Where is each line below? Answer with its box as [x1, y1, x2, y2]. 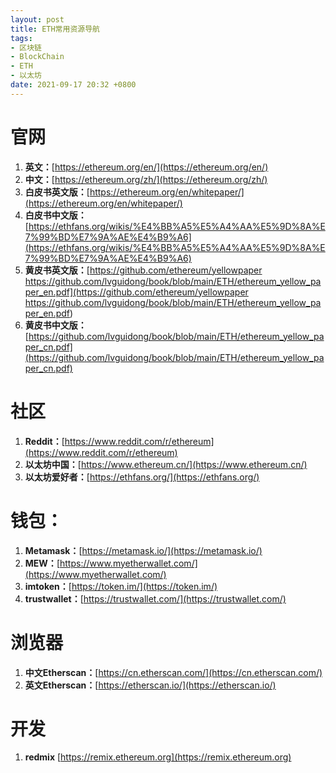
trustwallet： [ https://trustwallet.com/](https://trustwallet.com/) [24, 592, 287, 605]
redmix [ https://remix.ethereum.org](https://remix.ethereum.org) [24, 751, 292, 763]
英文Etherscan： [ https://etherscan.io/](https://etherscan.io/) [24, 679, 277, 691]
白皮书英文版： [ [24, 186, 90, 198]
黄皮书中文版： [24, 319, 87, 331]
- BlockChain [10, 52, 65, 62]
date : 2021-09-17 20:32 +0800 [10, 80, 137, 90]
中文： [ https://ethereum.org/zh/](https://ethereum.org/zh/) [24, 173, 268, 185]
